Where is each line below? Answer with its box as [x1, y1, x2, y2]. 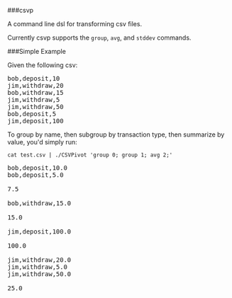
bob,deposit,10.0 [7, 164, 67, 172]
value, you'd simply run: [7, 138, 77, 146]
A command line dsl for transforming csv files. [7, 20, 143, 28]
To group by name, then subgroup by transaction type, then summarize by [7, 130, 225, 139]
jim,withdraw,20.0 [7, 256, 72, 264]
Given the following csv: [7, 61, 78, 69]
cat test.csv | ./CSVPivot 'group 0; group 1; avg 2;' [7, 151, 173, 159]
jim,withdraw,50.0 [7, 270, 72, 278]
